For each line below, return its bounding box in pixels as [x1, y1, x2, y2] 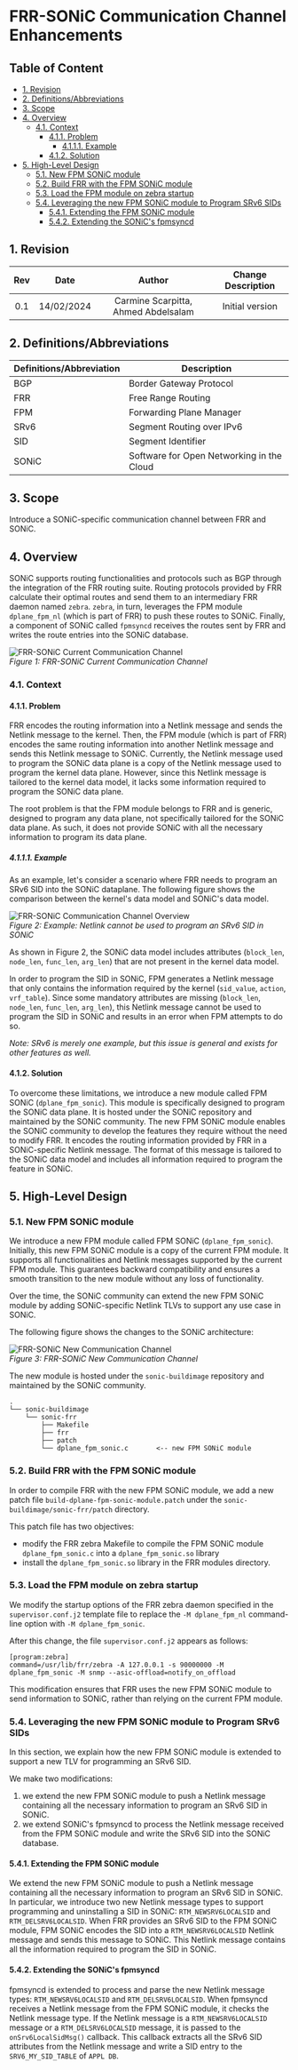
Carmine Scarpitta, [114, 294, 192, 307]
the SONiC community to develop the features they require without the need [9, 1125, 287, 1136]
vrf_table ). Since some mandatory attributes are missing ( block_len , [9, 993, 262, 1003]
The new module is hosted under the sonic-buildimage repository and [9, 1371, 264, 1381]
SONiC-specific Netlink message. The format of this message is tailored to [9, 1144, 282, 1155]
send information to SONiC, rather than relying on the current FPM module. [9, 1693, 284, 1704]
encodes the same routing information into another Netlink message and [9, 739, 274, 750]
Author [137, 274, 169, 286]
